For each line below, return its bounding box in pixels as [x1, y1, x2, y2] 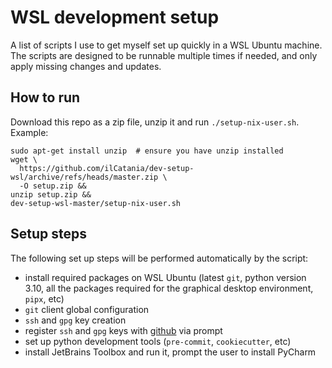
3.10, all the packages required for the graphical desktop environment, [24, 282, 314, 294]
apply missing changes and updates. [10, 60, 162, 72]
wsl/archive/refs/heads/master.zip [10, 172, 159, 182]
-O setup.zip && [19, 181, 87, 191]
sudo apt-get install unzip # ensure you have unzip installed [10, 146, 284, 156]
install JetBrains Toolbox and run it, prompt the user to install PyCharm [24, 346, 317, 358]
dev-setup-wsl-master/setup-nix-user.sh [10, 198, 182, 208]
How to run [10, 89, 81, 106]
